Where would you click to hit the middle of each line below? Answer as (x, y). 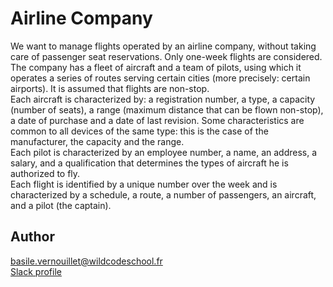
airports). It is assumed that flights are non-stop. (110, 88)
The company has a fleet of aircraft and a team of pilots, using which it (156, 67)
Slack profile (36, 271)
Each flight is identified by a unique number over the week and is (144, 184)
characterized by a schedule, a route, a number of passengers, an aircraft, (163, 194)
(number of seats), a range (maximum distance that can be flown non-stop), (167, 109)
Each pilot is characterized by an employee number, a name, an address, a (164, 152)
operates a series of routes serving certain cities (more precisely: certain (160, 78)
